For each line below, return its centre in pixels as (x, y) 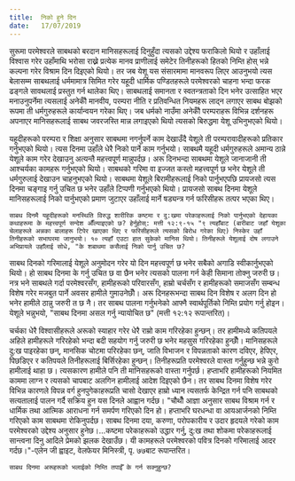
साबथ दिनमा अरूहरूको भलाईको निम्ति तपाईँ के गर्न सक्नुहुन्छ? (90, 467)
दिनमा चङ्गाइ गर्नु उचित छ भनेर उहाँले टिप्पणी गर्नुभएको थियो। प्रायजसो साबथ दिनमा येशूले (133, 188)
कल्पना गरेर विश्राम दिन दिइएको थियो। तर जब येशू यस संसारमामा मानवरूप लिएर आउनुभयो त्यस (141, 71)
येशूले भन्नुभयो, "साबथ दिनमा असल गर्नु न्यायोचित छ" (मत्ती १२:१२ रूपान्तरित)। (120, 312)
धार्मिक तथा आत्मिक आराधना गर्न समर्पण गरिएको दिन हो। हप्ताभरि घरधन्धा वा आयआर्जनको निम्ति (143, 410)
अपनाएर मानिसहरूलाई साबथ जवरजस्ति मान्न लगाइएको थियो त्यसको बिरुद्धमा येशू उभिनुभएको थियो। (146, 121)
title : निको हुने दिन (43, 17)
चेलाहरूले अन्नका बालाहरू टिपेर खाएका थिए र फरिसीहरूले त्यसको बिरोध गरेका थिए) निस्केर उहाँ (136, 231)
